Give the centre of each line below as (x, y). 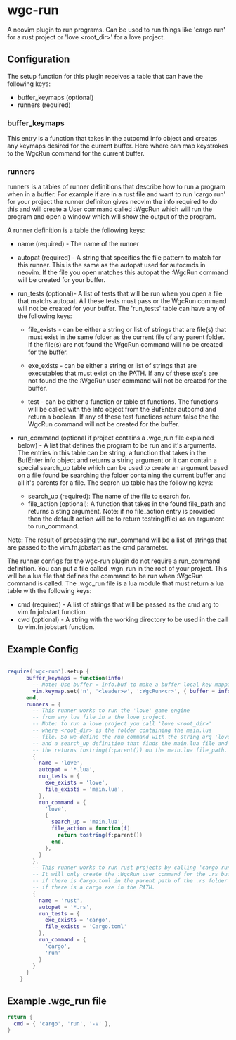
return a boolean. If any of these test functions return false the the (124, 417)
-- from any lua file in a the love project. (100, 717)
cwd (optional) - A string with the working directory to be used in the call (123, 620)
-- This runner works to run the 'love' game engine (111, 711)
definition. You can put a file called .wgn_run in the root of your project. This (117, 569)
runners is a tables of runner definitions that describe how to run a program (117, 187)
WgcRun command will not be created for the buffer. (104, 424)
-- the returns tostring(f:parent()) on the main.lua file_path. (130, 750)
